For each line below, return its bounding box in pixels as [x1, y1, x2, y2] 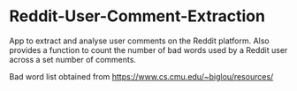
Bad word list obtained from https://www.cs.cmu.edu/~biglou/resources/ [9, 71, 274, 81]
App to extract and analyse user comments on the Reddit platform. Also [9, 35, 270, 46]
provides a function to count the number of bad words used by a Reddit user [9, 44, 288, 55]
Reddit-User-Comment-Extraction [9, 6, 265, 27]
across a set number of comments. [9, 54, 137, 64]
